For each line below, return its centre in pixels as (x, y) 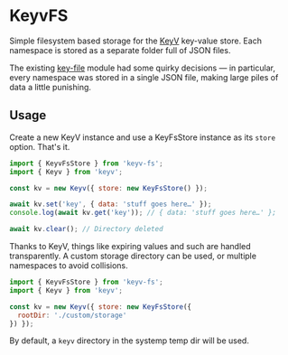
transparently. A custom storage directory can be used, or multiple (133, 256)
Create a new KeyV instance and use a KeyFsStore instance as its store (143, 137)
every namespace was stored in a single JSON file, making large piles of (144, 77)
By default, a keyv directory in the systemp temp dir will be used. (130, 341)
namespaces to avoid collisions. (69, 266)
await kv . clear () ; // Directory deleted (87, 229)
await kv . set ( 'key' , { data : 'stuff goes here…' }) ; (111, 204)
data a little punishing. (51, 87)
